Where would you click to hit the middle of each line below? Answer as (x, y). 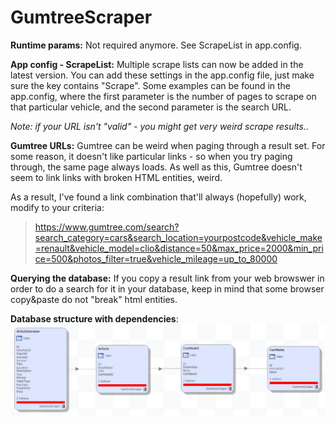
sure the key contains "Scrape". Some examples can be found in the (151, 85)
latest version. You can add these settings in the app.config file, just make (162, 75)
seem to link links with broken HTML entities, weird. (116, 177)
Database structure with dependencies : (94, 318)
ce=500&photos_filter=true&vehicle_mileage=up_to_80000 (156, 258)
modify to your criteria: (57, 207)
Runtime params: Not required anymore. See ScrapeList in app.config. (156, 45)
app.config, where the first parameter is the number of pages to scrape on (163, 96)
